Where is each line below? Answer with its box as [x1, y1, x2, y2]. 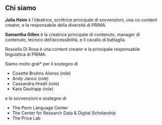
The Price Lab [12, 115, 41, 121]
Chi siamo [5, 4, 36, 12]
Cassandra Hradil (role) [12, 81, 60, 86]
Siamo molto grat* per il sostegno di [5, 61, 78, 66]
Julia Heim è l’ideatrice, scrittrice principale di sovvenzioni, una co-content [5, 17, 158, 22]
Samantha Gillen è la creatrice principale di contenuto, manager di [5, 31, 140, 37]
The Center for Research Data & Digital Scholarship [12, 110, 116, 116]
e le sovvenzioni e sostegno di [5, 95, 67, 101]
